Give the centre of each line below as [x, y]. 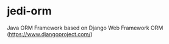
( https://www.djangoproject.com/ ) [50, 34]
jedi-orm [29, 11]
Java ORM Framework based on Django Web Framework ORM [85, 28]
